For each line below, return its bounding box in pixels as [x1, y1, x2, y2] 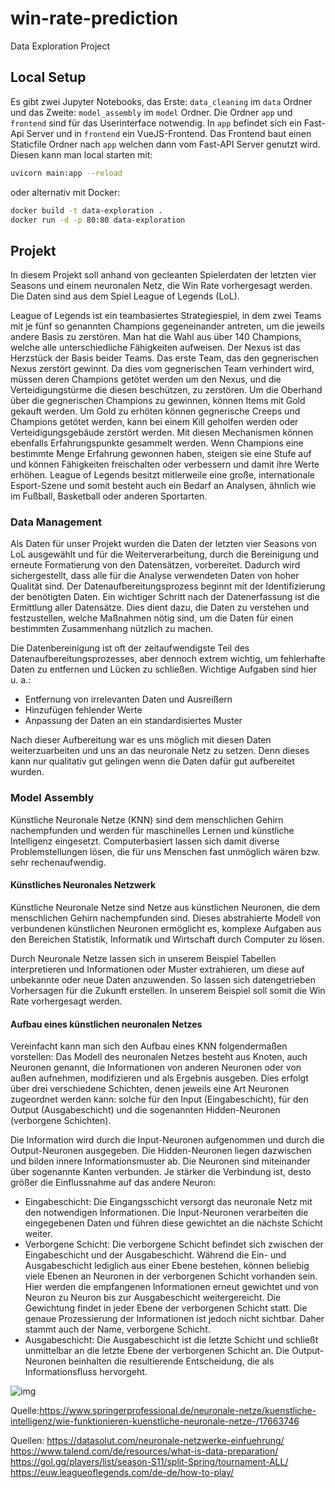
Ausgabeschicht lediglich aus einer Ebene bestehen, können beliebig [24, 1260, 310, 1272]
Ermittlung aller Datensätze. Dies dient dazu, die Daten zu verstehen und [10, 602, 310, 614]
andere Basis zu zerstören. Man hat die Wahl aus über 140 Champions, [10, 331, 302, 343]
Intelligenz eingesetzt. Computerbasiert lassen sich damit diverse [10, 835, 280, 847]
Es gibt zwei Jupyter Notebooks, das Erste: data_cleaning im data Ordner [10, 95, 313, 107]
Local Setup [10, 69, 87, 86]
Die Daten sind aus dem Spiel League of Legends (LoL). [10, 290, 240, 302]
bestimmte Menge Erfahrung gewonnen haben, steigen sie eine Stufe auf [10, 448, 312, 460]
